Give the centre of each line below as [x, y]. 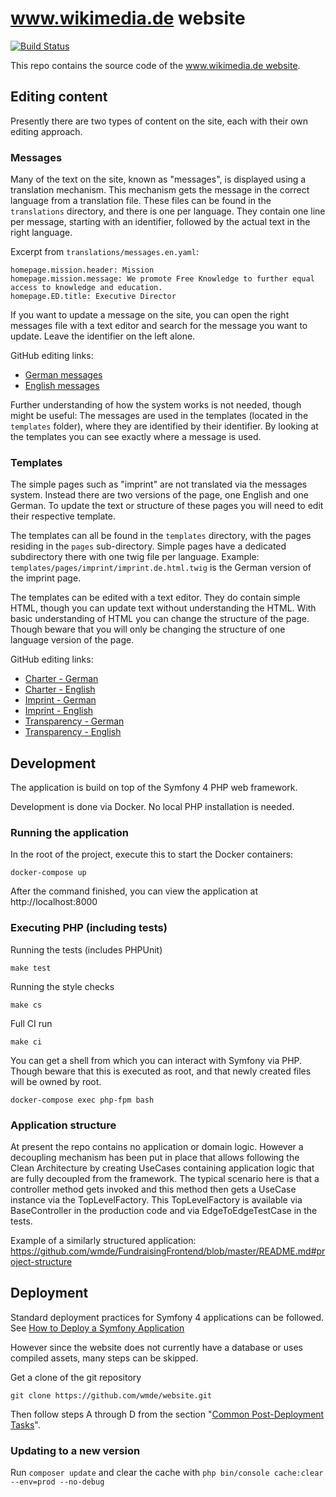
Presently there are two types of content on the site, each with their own [159, 121]
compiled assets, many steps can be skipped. [104, 1358]
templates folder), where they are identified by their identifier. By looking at [164, 426]
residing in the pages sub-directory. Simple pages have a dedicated [148, 546]
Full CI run [31, 1023]
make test [31, 968]
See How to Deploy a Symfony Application [97, 1328]
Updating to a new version [75, 1450]
